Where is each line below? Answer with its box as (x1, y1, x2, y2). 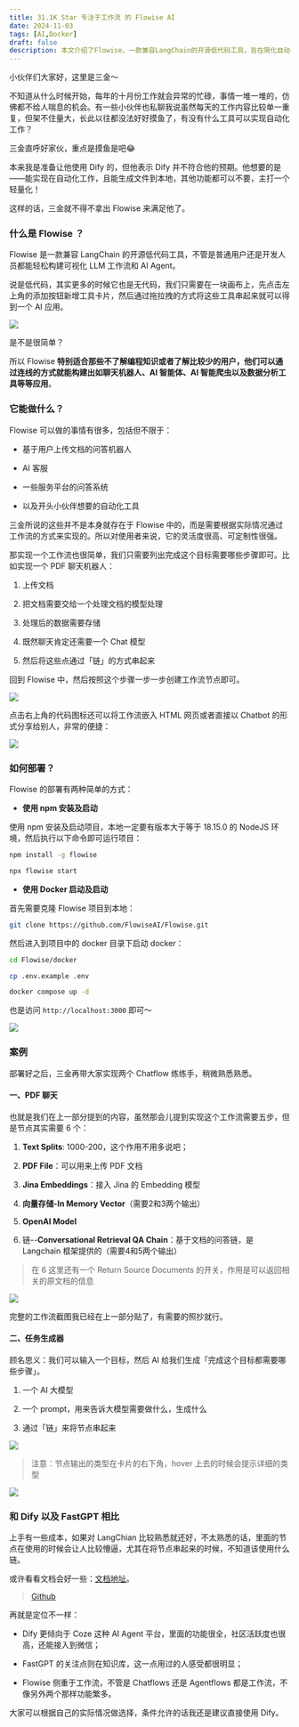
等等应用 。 (16, 378, 56, 389)
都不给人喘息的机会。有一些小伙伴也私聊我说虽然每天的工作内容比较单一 (16, 101, 282, 112)
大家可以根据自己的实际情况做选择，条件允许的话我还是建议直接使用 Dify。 (9, 1707, 284, 1718)
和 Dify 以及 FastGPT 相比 (9, 1510, 120, 1522)
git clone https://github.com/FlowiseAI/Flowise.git (9, 920, 209, 929)
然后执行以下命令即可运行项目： (24, 833, 142, 844)
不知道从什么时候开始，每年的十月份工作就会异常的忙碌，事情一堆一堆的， (9, 91, 282, 101)
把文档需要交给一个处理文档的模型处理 (21, 598, 163, 609)
